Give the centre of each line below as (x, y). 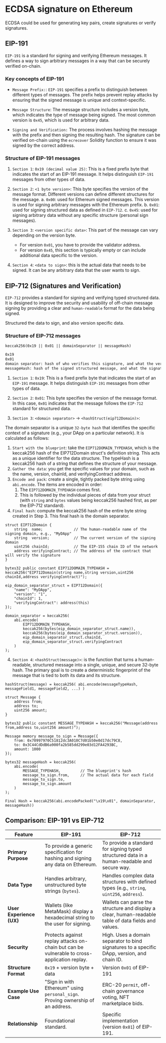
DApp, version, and (124, 953)
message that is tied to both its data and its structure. (66, 675)
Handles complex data (128, 876)
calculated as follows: (27, 438)
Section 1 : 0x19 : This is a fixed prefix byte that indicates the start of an (84, 378)
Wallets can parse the (127, 902)
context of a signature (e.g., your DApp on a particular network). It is (75, 433)
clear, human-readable (129, 914)
